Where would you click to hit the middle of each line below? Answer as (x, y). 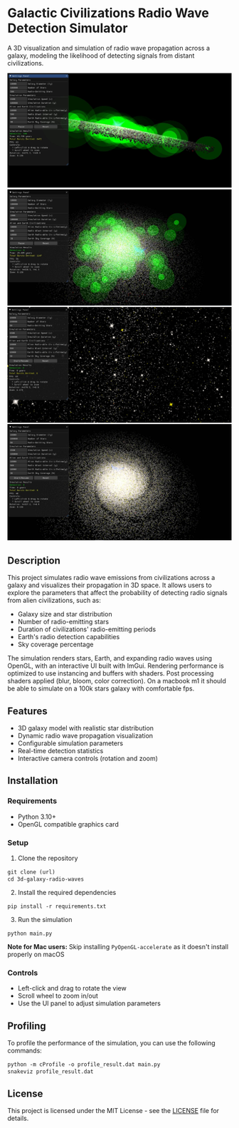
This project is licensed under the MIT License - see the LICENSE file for (113, 1110)
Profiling (27, 1026)
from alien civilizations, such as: (54, 601)
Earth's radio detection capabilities (69, 637)
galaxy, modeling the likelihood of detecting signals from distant (101, 56)
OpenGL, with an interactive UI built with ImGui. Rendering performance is (116, 666)
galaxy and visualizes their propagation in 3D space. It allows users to (110, 585)
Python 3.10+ (37, 817)
